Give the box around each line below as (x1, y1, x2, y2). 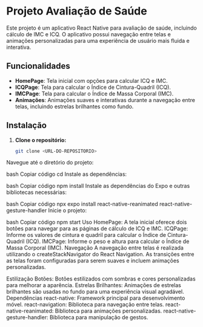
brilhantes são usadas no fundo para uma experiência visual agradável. (6, 288, 184, 296)
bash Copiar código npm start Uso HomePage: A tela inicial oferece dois (6, 219, 187, 226)
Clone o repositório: (15, 136, 67, 143)
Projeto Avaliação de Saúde (6, 4, 147, 18)
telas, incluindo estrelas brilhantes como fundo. (15, 103, 134, 110)
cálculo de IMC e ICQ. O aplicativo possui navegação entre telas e (6, 30, 171, 37)
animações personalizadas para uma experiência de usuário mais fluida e (6, 37, 190, 44)
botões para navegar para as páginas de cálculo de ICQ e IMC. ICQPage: (6, 225, 188, 232)
